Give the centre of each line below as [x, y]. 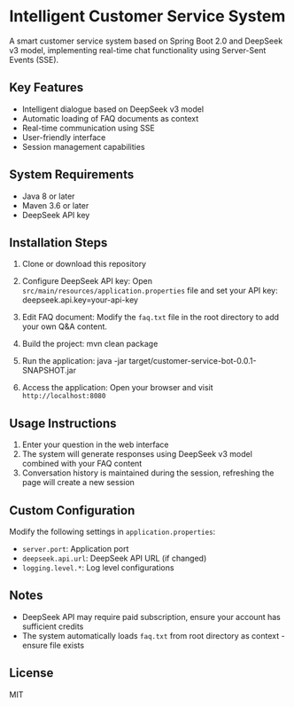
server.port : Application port [75, 549]
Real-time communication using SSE [88, 128]
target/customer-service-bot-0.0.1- [193, 361]
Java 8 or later [48, 196]
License [31, 673]
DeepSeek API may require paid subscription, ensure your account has [151, 617]
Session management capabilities [83, 146]
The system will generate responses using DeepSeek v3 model [137, 454]
